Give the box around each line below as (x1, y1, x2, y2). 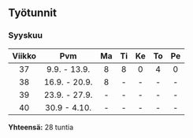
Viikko (12, 50, 37, 62)
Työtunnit (8, 6, 58, 20)
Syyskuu (8, 30, 43, 41)
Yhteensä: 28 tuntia (8, 122, 74, 132)
